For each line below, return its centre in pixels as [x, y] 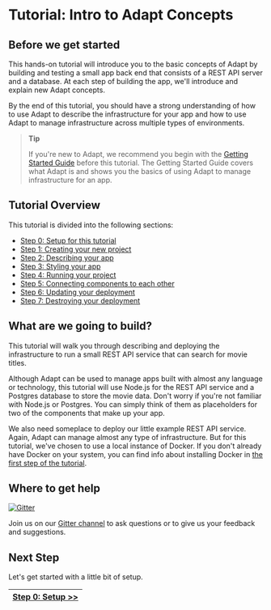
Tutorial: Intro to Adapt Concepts [121, 15]
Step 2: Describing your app [67, 257]
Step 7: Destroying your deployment [80, 300]
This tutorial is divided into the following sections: [91, 225]
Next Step [34, 557]
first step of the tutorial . [48, 463]
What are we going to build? [80, 326]
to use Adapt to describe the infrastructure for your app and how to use [127, 114]
